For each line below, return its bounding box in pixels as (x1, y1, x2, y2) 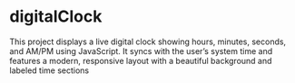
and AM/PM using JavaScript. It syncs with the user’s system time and (9, 45, 273, 56)
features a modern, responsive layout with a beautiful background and (9, 55, 272, 66)
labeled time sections (9, 65, 89, 76)
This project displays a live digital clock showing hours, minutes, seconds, (9, 36, 287, 47)
